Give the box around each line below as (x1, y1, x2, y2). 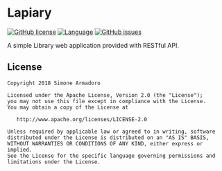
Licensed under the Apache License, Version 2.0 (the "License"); (7, 91, 203, 98)
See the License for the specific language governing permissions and (7, 152, 216, 159)
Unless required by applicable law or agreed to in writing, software (7, 128, 216, 135)
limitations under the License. (7, 158, 101, 165)
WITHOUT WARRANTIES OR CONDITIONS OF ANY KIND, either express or (7, 140, 203, 147)
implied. (7, 146, 33, 153)
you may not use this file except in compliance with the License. (7, 98, 207, 105)
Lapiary (7, 5, 52, 21)
